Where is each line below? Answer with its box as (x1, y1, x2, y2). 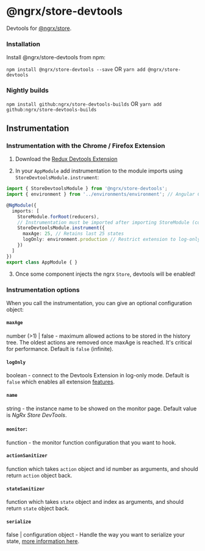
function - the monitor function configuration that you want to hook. (6, 438, 177, 446)
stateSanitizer (6, 486, 45, 492)
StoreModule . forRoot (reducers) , (17, 213, 99, 220)
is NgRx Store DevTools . (6, 411, 67, 418)
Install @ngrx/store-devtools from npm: (6, 54, 106, 61)
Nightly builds (6, 86, 49, 95)
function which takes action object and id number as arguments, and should (6, 465, 198, 472)
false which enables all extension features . (6, 378, 115, 386)
